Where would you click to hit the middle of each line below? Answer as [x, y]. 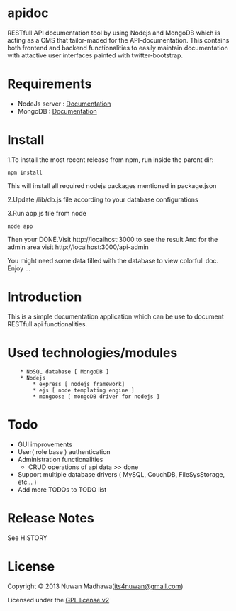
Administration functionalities [60, 459]
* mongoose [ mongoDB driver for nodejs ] [96, 396]
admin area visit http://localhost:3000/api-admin [78, 247]
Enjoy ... [19, 268]
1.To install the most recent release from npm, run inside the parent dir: [111, 159]
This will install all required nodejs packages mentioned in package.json [112, 185]
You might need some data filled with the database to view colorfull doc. [113, 260]
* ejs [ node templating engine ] [84, 390]
